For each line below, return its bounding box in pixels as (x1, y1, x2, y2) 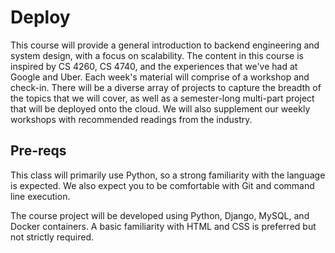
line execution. (10, 190, 71, 202)
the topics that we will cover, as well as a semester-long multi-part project (10, 92, 315, 104)
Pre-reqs (10, 142, 67, 160)
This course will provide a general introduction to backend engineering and (10, 39, 320, 51)
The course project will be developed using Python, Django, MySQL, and (10, 209, 310, 221)
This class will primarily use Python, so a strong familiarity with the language (10, 169, 326, 181)
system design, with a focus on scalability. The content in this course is (10, 49, 304, 61)
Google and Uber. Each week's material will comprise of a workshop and (10, 71, 310, 83)
